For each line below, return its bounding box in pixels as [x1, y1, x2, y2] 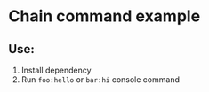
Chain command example [8, 6, 201, 27]
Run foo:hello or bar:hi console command [20, 74, 180, 85]
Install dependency [20, 65, 92, 75]
